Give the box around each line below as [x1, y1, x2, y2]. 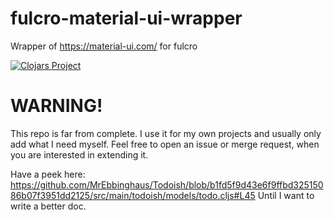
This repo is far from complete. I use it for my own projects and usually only [10, 127, 322, 139]
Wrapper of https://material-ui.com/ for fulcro [10, 40, 198, 52]
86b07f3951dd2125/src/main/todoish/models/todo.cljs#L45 [10, 189, 256, 201]
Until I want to [257, 189, 315, 201]
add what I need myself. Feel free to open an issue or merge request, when [10, 138, 320, 150]
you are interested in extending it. [10, 148, 149, 161]
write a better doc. [10, 200, 87, 212]
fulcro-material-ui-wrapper [10, 7, 243, 30]
